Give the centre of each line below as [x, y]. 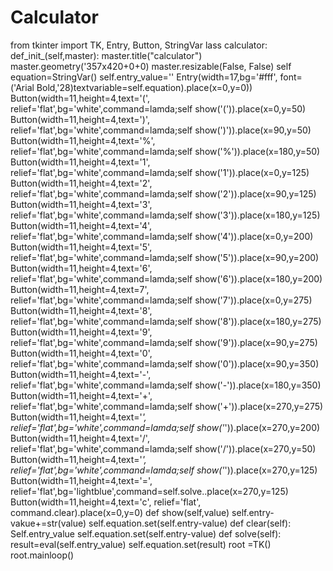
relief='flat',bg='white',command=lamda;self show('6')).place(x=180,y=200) [166, 278]
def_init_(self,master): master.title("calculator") [106, 55]
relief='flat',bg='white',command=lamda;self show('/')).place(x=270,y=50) [163, 448]
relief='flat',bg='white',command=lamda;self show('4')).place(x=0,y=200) [162, 236]
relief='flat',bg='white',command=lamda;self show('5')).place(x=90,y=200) [165, 257]
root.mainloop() [42, 555]
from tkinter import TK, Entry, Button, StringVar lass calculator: [139, 45]
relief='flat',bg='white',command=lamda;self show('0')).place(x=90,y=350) [165, 363]
